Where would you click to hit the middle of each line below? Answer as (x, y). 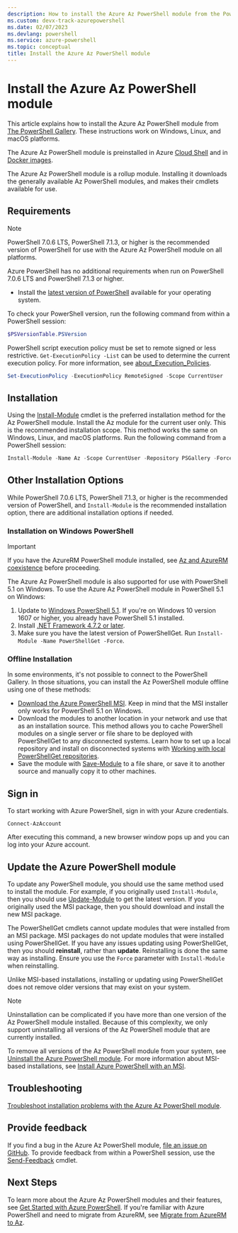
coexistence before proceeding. (54, 568)
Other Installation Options (66, 480)
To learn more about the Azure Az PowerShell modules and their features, (115, 1200)
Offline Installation (40, 659)
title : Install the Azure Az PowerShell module (79, 54)
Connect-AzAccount (34, 824)
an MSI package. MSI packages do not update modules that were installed (116, 936)
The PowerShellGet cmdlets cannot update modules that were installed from (119, 928)
